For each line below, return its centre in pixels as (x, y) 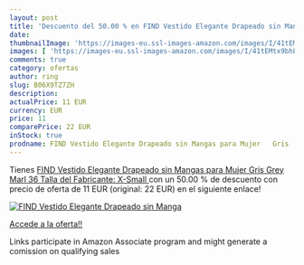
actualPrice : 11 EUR (48, 102)
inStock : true (36, 136)
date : (19, 34)
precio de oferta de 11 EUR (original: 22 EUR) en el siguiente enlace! (135, 189)
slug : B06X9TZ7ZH (42, 85)
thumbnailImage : (40, 43)
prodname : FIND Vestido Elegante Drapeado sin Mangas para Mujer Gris (149, 144)
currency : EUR (36, 110)
